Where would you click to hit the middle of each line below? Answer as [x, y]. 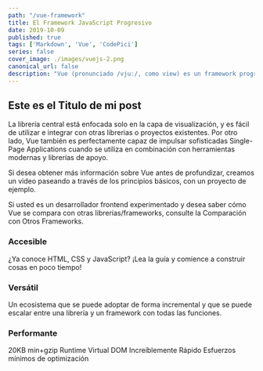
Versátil [23, 287]
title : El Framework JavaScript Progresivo [80, 23]
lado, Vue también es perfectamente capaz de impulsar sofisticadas [118, 141]
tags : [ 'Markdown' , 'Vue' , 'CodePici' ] [73, 45]
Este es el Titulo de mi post [75, 105]
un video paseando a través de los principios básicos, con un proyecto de [127, 181]
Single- [241, 141]
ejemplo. [22, 190]
